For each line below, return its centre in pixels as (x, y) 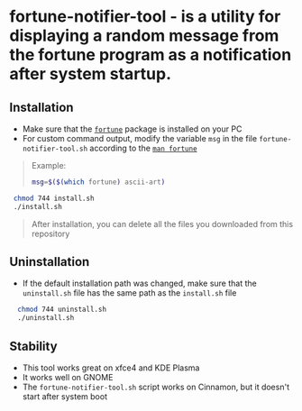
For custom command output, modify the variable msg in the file (140, 138)
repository (50, 233)
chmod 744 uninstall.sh (62, 310)
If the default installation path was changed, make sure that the (139, 283)
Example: (49, 165)
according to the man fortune (143, 148)
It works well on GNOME (68, 377)
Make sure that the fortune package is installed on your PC (132, 129)
